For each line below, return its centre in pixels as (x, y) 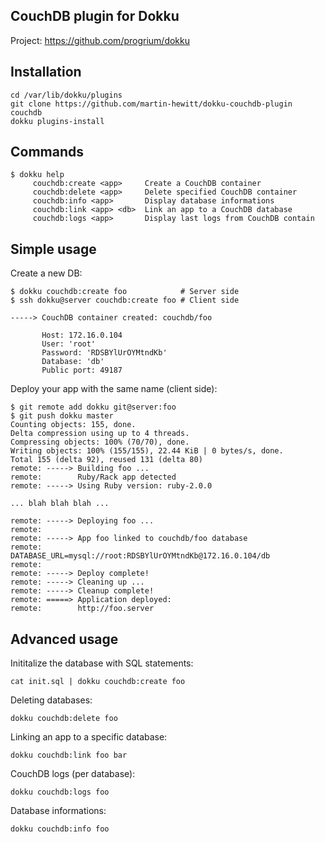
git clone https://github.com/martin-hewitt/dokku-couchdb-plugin (151, 104)
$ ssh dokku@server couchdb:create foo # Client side (125, 300)
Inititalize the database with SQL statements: (102, 663)
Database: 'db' (73, 362)
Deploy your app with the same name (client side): (114, 389)
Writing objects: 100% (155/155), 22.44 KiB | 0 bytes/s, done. (147, 451)
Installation (46, 72)
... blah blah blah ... (60, 504)
